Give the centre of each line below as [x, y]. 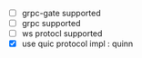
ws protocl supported [62, 34]
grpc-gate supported [61, 13]
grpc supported [51, 24]
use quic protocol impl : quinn [77, 43]
